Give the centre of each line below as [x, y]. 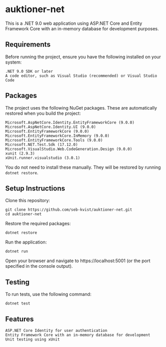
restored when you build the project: [43, 113]
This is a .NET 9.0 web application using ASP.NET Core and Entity [74, 23]
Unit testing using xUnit [32, 339]
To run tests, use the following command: [48, 294]
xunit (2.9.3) [20, 153]
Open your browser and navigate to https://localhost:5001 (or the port [78, 261]
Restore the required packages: [38, 224]
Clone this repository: [28, 201]
